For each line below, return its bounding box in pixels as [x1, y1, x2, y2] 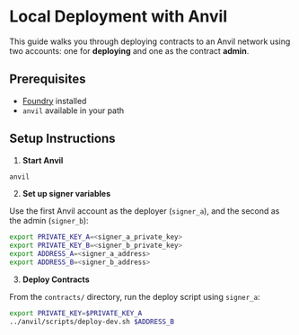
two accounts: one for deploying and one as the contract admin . [9, 45, 250, 56]
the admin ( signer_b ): [9, 216, 89, 226]
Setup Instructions [9, 131, 116, 146]
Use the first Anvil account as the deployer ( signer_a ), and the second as [9, 206, 280, 216]
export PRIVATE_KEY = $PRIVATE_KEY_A [9, 308, 143, 318]
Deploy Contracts [22, 274, 90, 285]
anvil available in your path [22, 105, 125, 116]
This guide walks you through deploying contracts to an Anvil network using [9, 36, 291, 47]
